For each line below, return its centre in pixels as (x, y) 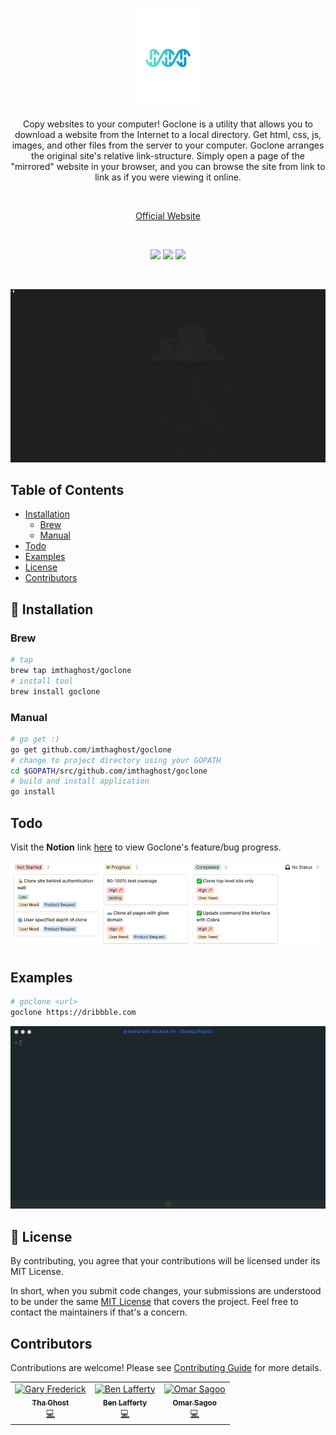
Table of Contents (67, 490)
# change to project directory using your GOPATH (116, 760)
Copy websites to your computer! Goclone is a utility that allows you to (168, 124)
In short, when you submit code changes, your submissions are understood (166, 1291)
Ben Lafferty (125, 1403)
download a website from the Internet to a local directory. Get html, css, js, (168, 134)
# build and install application (80, 781)
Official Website (168, 216)
